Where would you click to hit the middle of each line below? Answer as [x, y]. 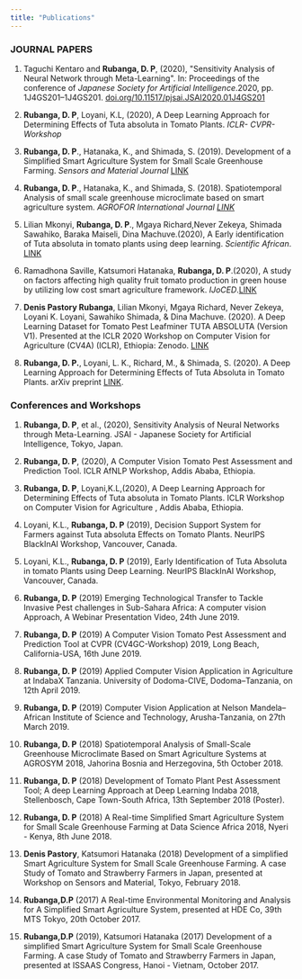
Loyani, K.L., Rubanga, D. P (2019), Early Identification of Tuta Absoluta [155, 561]
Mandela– [268, 708]
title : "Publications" [53, 18]
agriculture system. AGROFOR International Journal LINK [129, 207]
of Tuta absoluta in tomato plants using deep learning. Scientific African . [157, 243]
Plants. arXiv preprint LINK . [73, 382]
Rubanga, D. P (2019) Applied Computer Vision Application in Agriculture [158, 671]
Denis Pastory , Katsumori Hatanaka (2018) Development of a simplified [155, 854]
